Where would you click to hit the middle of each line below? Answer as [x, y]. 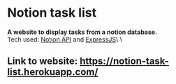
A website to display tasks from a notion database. [82, 32]
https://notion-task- [124, 61]
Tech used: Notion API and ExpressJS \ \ [65, 39]
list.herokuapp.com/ [53, 72]
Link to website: [43, 61]
